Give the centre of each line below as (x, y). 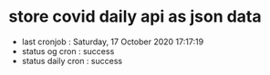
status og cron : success (68, 51)
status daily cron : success (72, 61)
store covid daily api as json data (135, 17)
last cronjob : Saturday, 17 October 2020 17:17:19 (113, 42)
